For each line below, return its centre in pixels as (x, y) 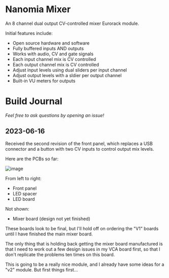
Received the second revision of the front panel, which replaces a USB (79, 144)
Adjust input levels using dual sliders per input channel (70, 70)
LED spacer (25, 193)
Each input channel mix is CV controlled (54, 59)
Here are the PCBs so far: (32, 159)
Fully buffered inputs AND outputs (48, 48)
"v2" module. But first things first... (42, 269)
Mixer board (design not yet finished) (51, 219)
